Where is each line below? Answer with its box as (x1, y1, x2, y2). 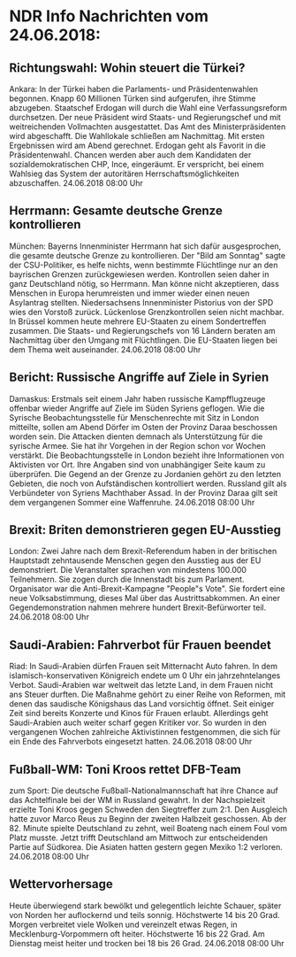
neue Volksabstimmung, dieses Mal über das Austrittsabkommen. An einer (9, 593, 281, 604)
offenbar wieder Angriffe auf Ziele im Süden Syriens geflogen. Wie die (9, 403, 265, 413)
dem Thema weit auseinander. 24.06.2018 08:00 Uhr (9, 343, 201, 355)
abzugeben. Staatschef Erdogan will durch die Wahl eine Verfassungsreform (9, 103, 287, 112)
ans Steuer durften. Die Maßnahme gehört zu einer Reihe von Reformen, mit (9, 689, 286, 700)
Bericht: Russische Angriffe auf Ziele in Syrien (9, 370, 269, 385)
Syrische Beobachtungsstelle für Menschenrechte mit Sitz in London (9, 412, 260, 422)
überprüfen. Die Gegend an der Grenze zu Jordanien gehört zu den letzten (9, 468, 281, 479)
